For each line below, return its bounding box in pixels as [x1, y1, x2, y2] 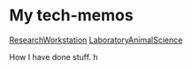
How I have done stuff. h [9, 51, 99, 62]
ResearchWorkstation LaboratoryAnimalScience [9, 34, 183, 45]
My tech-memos [9, 5, 134, 26]
